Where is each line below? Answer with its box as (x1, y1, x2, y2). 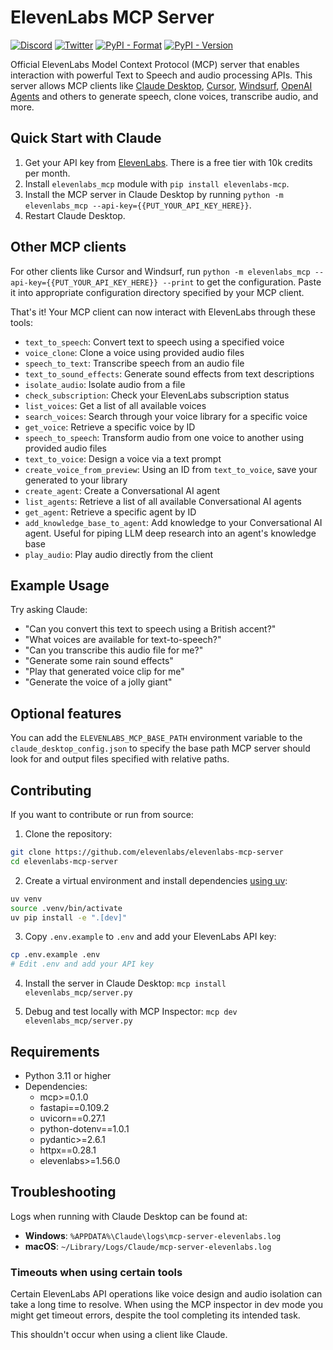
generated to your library (24, 474, 128, 486)
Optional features (10, 705, 122, 722)
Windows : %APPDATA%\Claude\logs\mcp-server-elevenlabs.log (24, 1229, 282, 1241)
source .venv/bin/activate (10, 903, 123, 913)
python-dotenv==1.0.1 (39, 1122, 130, 1135)
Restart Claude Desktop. (24, 209, 126, 221)
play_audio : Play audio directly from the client (24, 548, 214, 560)
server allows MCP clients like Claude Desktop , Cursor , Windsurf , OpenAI (10, 79, 313, 91)
